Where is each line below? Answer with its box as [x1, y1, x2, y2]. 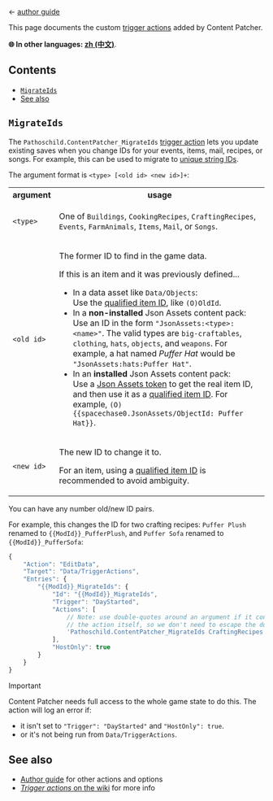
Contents [8, 63, 57, 77]
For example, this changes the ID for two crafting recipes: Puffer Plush [8, 520, 246, 529]
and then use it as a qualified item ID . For [72, 388, 228, 399]
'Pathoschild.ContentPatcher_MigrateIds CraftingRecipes [66, 628, 264, 637]
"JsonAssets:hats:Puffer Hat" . [72, 358, 193, 369]
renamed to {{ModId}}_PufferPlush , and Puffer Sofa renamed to [8, 528, 224, 538]
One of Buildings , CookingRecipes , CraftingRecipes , [58, 211, 257, 222]
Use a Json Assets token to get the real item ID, [72, 378, 253, 390]
